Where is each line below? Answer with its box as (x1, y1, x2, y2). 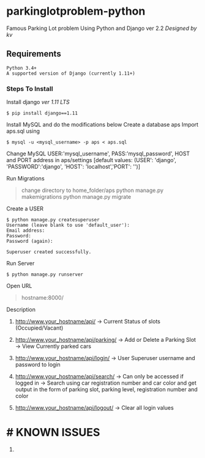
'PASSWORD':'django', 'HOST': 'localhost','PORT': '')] (6, 163, 141, 171)
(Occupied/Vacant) (15, 324, 64, 331)
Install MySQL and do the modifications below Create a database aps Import (6, 121, 199, 128)
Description (6, 306, 35, 313)
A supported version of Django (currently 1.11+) (6, 70, 136, 76)
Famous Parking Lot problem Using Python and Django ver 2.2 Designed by (6, 24, 197, 32)
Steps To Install (6, 84, 53, 93)
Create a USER (6, 205, 44, 212)
